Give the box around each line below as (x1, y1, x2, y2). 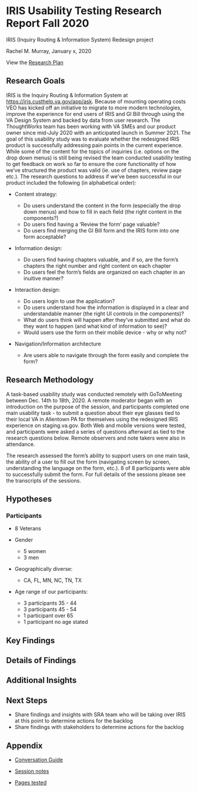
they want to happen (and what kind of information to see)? (23, 322, 168, 330)
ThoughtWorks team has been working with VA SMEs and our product (6, 122, 176, 130)
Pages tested (14, 779, 47, 786)
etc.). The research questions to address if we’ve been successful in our (6, 172, 182, 180)
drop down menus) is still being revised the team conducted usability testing (6, 154, 191, 161)
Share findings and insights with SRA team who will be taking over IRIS (14, 711, 186, 718)
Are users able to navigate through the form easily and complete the (23, 351, 189, 358)
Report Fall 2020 (6, 16, 89, 30)
